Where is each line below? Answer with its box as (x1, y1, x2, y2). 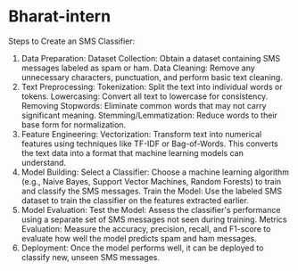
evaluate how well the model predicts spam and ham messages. (21, 233, 257, 243)
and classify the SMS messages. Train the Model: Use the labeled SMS (21, 185, 283, 196)
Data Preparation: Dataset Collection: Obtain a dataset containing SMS (21, 53, 281, 63)
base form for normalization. (21, 119, 127, 130)
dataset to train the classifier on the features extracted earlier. (21, 194, 249, 206)
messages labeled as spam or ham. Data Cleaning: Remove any (21, 62, 255, 73)
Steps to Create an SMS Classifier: (8, 36, 136, 46)
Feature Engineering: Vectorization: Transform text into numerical (21, 128, 262, 139)
